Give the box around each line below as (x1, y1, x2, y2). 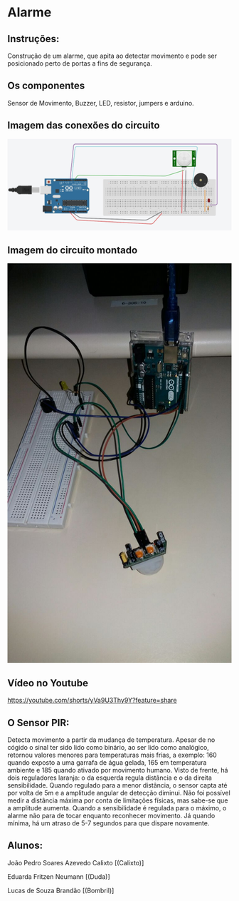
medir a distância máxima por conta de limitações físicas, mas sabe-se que (7, 796, 228, 805)
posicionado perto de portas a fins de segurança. (7, 59, 153, 68)
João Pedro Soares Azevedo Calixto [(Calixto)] (7, 858, 144, 867)
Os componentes (7, 80, 85, 92)
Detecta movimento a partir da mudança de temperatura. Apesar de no (7, 735, 216, 744)
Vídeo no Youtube (7, 677, 89, 689)
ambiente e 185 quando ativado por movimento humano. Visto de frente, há (7, 766, 228, 774)
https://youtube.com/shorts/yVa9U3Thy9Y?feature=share (7, 696, 177, 705)
